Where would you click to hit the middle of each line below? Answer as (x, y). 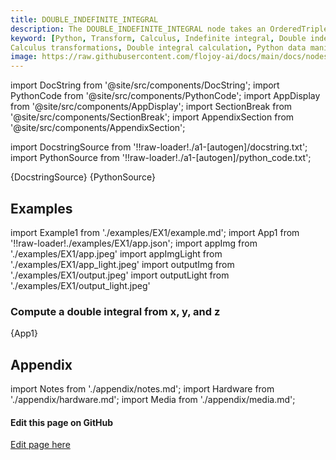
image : (24, 57)
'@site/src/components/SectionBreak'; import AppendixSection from (152, 117)
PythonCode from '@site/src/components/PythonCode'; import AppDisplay (165, 96)
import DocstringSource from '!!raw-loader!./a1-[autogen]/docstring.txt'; (159, 147)
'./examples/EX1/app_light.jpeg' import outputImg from (122, 264)
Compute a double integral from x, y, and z (115, 311)
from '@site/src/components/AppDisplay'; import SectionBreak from (151, 107)
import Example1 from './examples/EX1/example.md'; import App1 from (155, 232)
